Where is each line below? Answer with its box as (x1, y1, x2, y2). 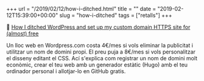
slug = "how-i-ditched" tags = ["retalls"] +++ (59, 12, 172, 19)
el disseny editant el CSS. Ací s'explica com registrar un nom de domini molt (6, 55, 198, 62)
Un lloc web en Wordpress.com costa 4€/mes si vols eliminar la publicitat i (6, 42, 194, 49)
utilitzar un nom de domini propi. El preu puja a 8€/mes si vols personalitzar (6, 48, 196, 55)
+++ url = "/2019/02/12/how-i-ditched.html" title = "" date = (6, 5, 157, 12)
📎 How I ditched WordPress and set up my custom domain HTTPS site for (6, 24, 191, 30)
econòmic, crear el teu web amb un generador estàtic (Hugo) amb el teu (6, 61, 188, 68)
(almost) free (6, 30, 39, 37)
